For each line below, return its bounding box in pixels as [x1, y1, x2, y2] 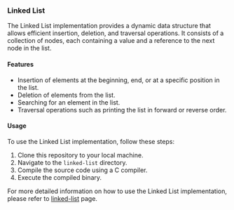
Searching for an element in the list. [17, 98, 121, 107]
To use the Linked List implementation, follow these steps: [7, 137, 175, 145]
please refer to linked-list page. [7, 194, 98, 202]
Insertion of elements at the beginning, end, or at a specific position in [17, 76, 220, 84]
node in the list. [7, 44, 52, 53]
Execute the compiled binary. [17, 173, 102, 181]
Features [7, 60, 34, 68]
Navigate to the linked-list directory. [17, 158, 128, 166]
